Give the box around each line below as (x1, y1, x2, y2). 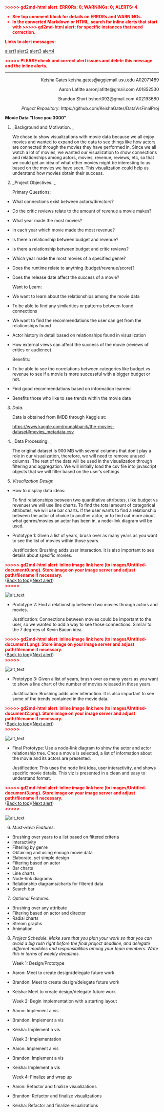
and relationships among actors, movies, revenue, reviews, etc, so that (12, 155, 155, 160)
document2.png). (5, 710, 41, 716)
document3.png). (5, 790, 41, 795)
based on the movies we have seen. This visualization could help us (12, 165, 149, 171)
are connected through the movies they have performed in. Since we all (12, 144, 156, 150)
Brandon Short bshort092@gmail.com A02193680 (58, 96, 159, 102)
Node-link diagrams (12, 876, 52, 881)
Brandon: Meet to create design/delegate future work (12, 979, 120, 985)
